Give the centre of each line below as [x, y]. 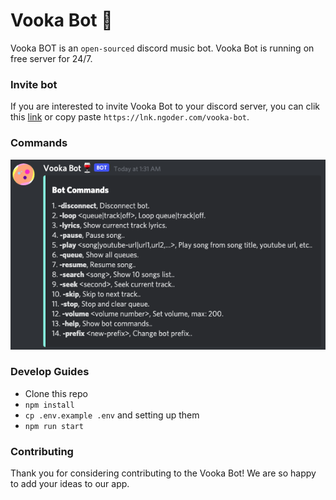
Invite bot [34, 84]
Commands [39, 143]
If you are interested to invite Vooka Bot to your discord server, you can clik [165, 106]
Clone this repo [56, 393]
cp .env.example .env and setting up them [112, 415]
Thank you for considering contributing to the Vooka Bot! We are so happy [163, 473]
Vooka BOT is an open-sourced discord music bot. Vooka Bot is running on [162, 48]
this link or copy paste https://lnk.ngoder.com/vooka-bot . [130, 117]
